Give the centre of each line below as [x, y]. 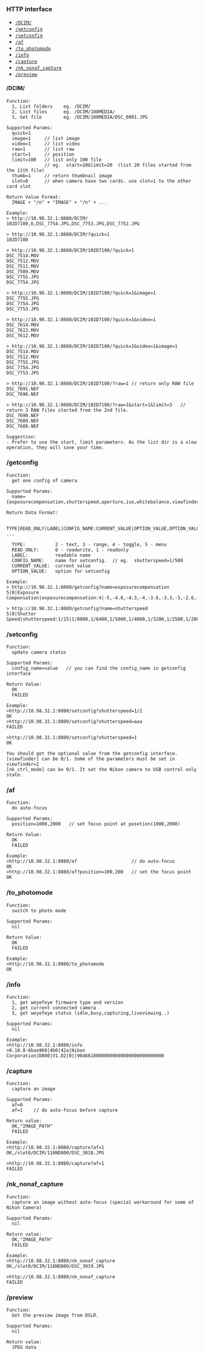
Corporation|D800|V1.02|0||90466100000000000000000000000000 [85, 1055]
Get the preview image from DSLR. [55, 1315]
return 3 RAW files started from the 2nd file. [68, 410]
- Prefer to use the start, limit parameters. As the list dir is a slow [102, 442]
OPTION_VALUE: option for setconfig [61, 571]
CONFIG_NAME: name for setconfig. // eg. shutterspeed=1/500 [97, 560]
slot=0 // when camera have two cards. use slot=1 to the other [101, 181]
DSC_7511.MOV [23, 266]
